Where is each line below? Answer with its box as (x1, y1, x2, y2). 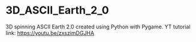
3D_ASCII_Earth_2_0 (5, 4, 109, 17)
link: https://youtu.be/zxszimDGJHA (5, 29, 94, 36)
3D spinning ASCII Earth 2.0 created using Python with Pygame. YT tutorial (5, 23, 191, 30)
